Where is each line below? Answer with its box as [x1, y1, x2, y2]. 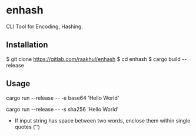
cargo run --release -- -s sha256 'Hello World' [6, 106, 119, 113]
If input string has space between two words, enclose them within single [14, 117, 191, 124]
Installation [6, 40, 48, 50]
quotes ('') [14, 123, 40, 130]
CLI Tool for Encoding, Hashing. [6, 23, 84, 30]
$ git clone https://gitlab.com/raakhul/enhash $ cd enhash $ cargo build [6, 55, 181, 62]
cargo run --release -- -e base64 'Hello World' [6, 94, 119, 101]
